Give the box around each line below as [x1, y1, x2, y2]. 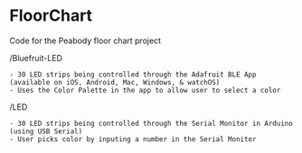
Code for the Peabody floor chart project [9, 35, 161, 46]
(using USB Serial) [9, 127, 83, 136]
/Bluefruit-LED [9, 52, 63, 63]
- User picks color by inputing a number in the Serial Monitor [9, 134, 257, 144]
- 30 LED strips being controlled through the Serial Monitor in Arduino [9, 119, 294, 128]
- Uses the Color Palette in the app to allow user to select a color [9, 85, 281, 94]
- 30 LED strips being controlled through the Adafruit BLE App [9, 69, 257, 79]
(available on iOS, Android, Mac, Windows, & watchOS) [9, 77, 221, 86]
